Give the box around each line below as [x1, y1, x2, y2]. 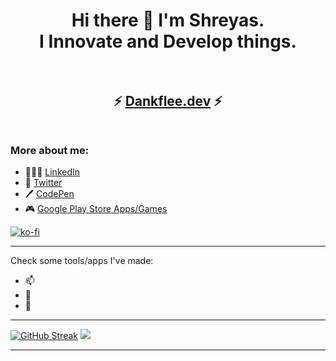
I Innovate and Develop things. [39, 30, 297, 53]
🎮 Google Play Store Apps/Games [24, 202, 168, 214]
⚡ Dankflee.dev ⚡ [113, 92, 223, 109]
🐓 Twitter [24, 176, 63, 188]
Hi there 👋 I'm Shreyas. [71, 9, 265, 32]
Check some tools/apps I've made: [10, 254, 154, 266]
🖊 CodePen [24, 187, 75, 199]
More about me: [10, 143, 90, 157]
